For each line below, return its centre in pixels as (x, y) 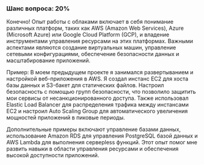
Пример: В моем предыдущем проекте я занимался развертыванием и (100, 72)
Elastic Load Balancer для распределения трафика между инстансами (98, 105)
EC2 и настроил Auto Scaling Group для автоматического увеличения (97, 111)
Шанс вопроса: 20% (38, 9)
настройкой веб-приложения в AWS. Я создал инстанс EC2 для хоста (97, 79)
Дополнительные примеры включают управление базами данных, (94, 130)
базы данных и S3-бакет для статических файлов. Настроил (85, 85)
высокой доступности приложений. (53, 155)
